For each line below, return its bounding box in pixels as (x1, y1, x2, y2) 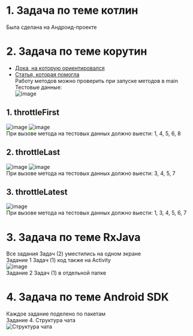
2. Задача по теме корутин (6, 44, 147, 58)
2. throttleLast (6, 147, 61, 157)
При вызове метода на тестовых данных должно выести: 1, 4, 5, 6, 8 (6, 130, 181, 137)
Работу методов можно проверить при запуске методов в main (14, 77, 179, 84)
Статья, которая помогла (14, 70, 80, 78)
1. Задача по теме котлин (6, 4, 138, 17)
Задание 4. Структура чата (6, 317, 76, 324)
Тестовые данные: (14, 84, 62, 91)
